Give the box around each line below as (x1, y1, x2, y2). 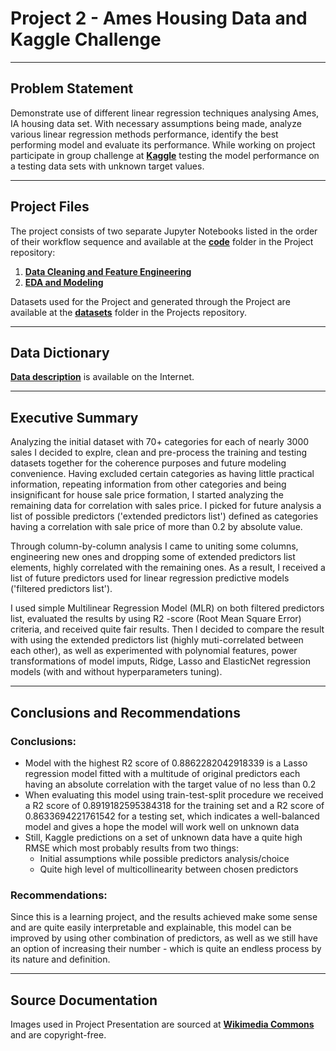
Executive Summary (10, 409, 139, 426)
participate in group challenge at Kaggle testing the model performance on (10, 149, 320, 161)
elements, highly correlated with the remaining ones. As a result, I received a (10, 562, 326, 574)
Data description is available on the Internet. (10, 371, 195, 383)
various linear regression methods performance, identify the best (10, 128, 279, 140)
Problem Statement (10, 80, 134, 97)
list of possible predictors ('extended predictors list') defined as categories (10, 510, 319, 522)
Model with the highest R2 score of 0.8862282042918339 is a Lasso (24, 757, 308, 769)
